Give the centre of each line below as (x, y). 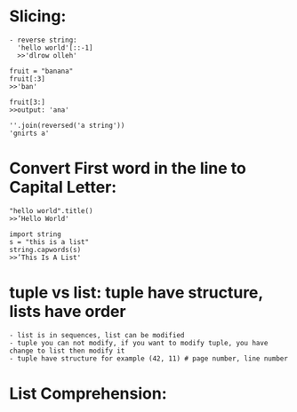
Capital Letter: (63, 187)
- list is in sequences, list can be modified (97, 335)
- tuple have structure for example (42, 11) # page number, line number (149, 358)
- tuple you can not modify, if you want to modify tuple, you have (139, 343)
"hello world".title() (51, 210)
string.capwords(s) (45, 250)
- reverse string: (43, 40)
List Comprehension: (88, 393)
